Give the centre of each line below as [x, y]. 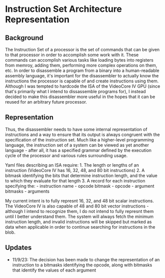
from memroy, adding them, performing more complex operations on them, [81, 65]
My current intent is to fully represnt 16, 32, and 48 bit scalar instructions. [80, 201]
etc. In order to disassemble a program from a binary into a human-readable [82, 70]
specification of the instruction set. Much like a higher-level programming [80, 139]
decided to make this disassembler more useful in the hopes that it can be [80, 97]
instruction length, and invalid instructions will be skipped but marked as [78, 222]
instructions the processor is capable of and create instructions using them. [82, 81]
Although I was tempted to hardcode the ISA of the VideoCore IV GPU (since [83, 86]
